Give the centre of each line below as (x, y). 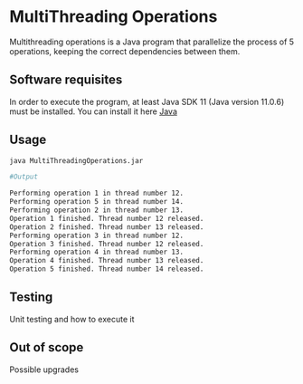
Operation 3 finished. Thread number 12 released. (107, 244)
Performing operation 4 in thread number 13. (96, 252)
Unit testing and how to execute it (72, 319)
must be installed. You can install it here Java (94, 111)
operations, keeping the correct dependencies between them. (125, 51)
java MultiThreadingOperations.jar (76, 160)
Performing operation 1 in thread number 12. (96, 193)
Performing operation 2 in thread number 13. (96, 210)
